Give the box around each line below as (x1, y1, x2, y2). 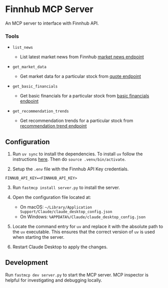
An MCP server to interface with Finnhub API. (5, 20, 99, 26)
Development (5, 258, 49, 267)
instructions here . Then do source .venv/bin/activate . (12, 156, 126, 162)
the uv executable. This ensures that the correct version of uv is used (12, 229, 155, 235)
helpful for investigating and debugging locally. (5, 277, 102, 283)
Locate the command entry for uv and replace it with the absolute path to (12, 224, 163, 230)
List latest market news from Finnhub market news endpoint (20, 54, 144, 60)
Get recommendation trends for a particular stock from (20, 118, 133, 124)
